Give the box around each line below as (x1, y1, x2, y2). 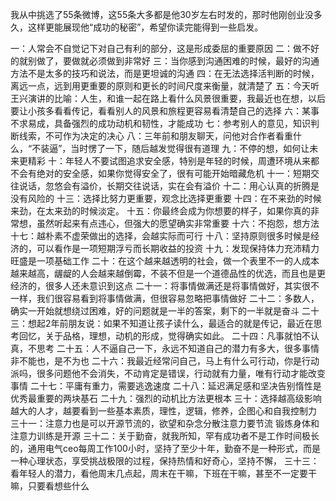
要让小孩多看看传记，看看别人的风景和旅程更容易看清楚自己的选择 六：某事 (10, 105, 320, 117)
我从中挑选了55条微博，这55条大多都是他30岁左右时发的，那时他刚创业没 (10, 9, 314, 20)
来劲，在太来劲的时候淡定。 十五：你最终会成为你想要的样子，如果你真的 (10, 205, 311, 217)
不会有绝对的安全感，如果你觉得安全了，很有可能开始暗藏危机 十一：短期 (10, 168, 311, 179)
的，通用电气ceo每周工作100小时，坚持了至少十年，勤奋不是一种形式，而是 (10, 443, 321, 454)
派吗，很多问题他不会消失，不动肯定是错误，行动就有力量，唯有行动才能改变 (10, 368, 326, 379)
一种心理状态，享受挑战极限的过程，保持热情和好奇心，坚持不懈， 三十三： (10, 455, 320, 467)
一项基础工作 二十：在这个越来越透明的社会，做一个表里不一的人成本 (36, 255, 320, 267)
